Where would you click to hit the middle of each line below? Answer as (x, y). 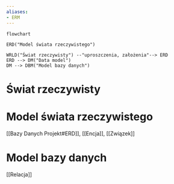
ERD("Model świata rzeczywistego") (51, 44)
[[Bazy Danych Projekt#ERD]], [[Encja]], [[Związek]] (71, 133)
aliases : (17, 12)
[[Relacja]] (19, 174)
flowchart (19, 34)
